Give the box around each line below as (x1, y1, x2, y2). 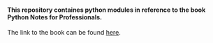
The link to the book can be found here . (7, 28, 121, 37)
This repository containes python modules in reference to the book (7, 6, 206, 14)
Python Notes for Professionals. (7, 12, 103, 21)
